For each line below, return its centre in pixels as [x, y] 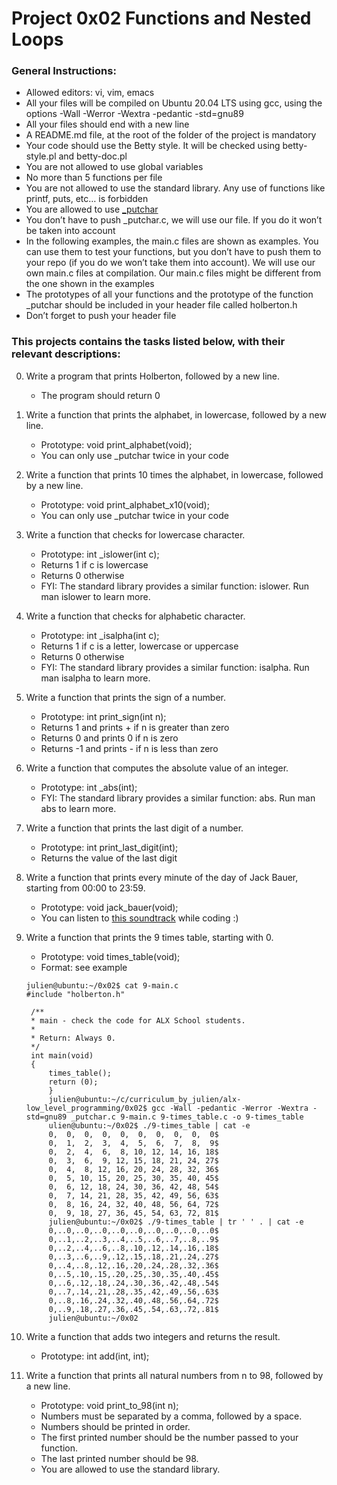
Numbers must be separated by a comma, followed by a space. [171, 1416]
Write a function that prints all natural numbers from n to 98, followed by [174, 1375]
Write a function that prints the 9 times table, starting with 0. [149, 937]
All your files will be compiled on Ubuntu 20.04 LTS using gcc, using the [174, 103]
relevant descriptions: [66, 354]
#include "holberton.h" [75, 994]
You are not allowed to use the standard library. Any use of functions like [175, 188]
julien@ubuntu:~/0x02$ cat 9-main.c [102, 985]
